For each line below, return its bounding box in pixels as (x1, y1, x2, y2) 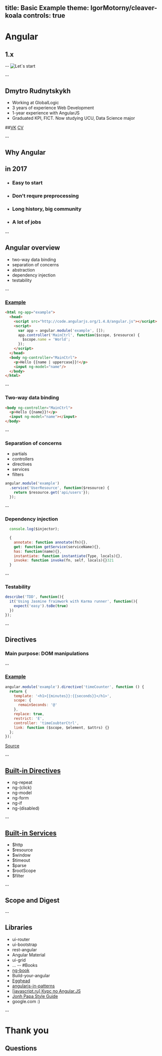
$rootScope (12, 868, 36, 873)
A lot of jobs (12, 219, 41, 225)
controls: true (23, 12, 65, 20)
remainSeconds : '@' (17, 703, 57, 707)
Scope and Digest (5, 896, 60, 905)
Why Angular (5, 148, 46, 156)
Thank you (5, 1025, 49, 1036)
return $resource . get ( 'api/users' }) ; (14, 490, 90, 495)
